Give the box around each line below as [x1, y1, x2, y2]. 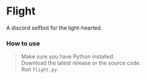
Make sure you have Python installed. [21, 53, 115, 60]
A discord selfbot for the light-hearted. [6, 24, 103, 31]
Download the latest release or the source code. [21, 59, 141, 67]
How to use [6, 39, 41, 48]
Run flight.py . [21, 66, 59, 73]
